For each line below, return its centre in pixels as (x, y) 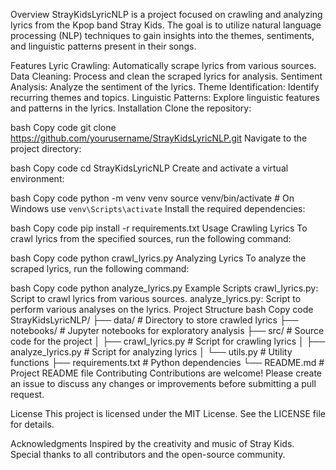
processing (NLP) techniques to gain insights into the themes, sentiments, (162, 35)
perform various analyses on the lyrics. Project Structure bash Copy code (162, 309)
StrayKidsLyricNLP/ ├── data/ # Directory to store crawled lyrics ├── (154, 320)
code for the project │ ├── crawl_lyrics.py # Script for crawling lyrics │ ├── (168, 341)
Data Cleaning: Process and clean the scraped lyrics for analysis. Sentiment (166, 76)
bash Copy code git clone (63, 127)
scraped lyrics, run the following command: (100, 268)
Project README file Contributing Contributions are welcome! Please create (166, 373)
